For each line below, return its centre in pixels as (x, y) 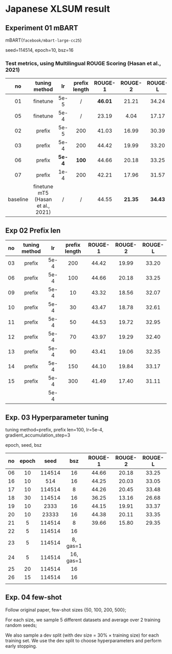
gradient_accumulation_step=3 (38, 435)
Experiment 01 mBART (42, 28)
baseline (18, 200)
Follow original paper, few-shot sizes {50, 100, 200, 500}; (66, 610)
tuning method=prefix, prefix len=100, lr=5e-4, (55, 429)
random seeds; (21, 625)
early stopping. (21, 646)
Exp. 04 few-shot (34, 597)
